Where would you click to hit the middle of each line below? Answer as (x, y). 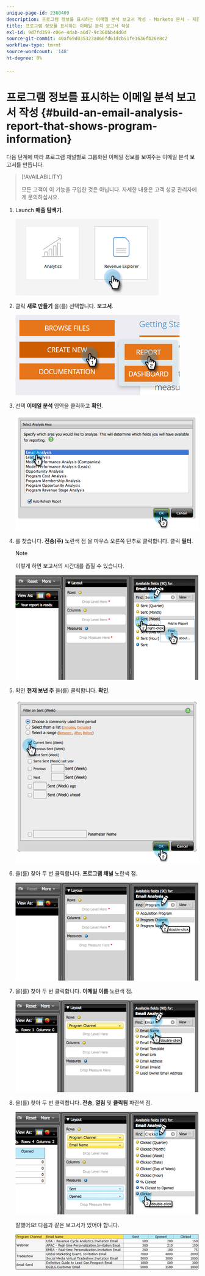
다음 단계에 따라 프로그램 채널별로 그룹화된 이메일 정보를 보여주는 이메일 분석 (98, 157)
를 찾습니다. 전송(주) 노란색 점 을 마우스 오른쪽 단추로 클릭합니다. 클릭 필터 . (104, 540)
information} (39, 139)
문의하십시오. (43, 197)
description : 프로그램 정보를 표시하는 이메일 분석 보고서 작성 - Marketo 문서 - (98, 19)
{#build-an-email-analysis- (112, 112)
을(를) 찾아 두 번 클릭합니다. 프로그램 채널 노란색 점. (76, 873)
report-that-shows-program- (82, 126)
